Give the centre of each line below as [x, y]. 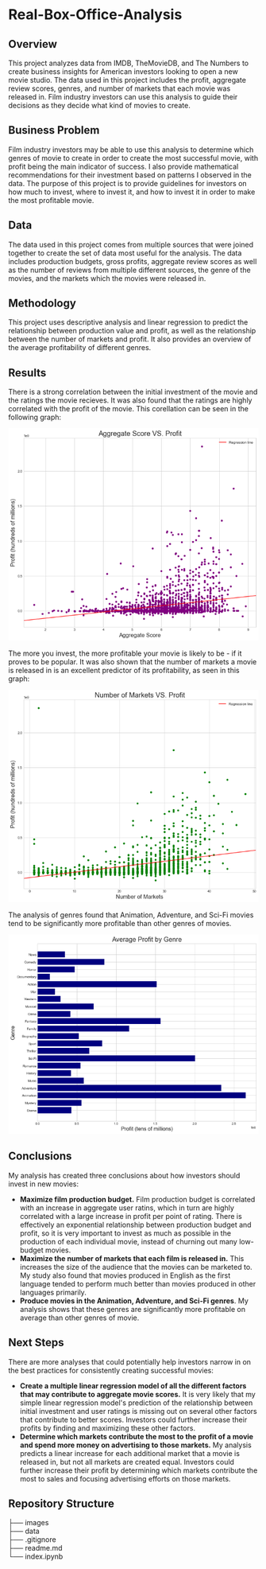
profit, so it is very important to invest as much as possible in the [125, 1233]
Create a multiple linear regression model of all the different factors [133, 1385]
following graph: [35, 417]
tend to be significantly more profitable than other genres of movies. [120, 923]
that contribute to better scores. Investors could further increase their [133, 1419]
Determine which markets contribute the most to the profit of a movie [137, 1436]
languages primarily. [53, 1292]
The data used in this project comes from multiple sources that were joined [131, 244]
